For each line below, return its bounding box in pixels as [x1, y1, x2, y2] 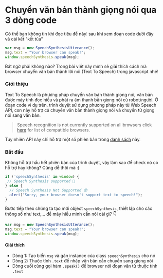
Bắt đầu [5, 148, 24, 155]
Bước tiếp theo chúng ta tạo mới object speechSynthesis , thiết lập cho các [5, 205, 152, 211]
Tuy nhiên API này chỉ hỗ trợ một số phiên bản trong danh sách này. [5, 136, 141, 142]
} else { [5, 183, 23, 188]
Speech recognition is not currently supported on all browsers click [17, 122, 152, 128]
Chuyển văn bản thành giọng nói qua [5, 4, 157, 16]
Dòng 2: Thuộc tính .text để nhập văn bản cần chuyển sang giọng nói [12, 258, 153, 264]
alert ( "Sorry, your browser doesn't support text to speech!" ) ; [9, 192, 143, 197]
